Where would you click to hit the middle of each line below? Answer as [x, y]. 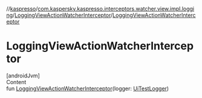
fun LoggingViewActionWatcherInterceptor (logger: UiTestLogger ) [88, 88]
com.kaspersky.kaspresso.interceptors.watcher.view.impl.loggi [116, 9]
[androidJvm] [23, 76]
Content [16, 82]
